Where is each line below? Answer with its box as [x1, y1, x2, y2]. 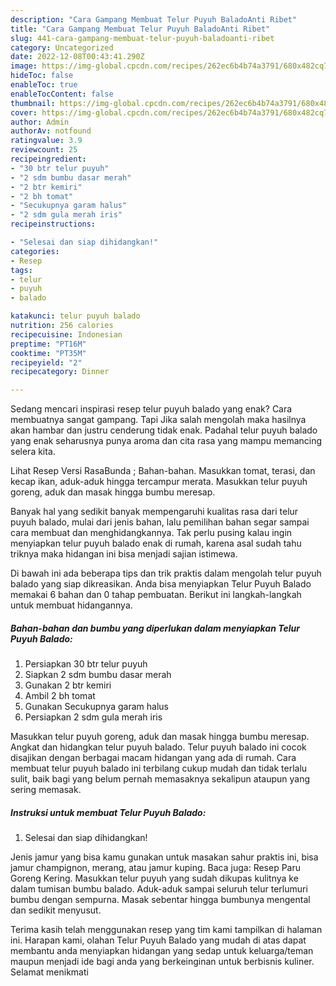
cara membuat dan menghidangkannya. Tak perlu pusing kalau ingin [10, 527, 293, 539]
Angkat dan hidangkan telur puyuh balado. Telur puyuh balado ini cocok [10, 741, 307, 753]
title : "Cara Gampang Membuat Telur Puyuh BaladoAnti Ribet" [10, 24, 271, 34]
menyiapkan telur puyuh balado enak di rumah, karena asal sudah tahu [10, 537, 302, 550]
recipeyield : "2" [10, 357, 83, 368]
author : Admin [10, 117, 70, 127]
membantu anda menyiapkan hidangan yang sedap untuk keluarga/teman [10, 945, 314, 957]
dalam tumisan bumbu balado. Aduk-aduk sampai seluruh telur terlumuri [10, 883, 308, 895]
